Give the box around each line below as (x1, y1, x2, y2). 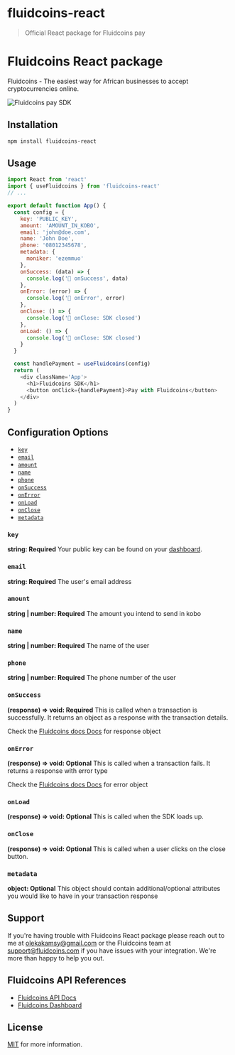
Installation (7, 119, 58, 131)
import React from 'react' (7, 176, 87, 183)
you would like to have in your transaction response (7, 892, 158, 900)
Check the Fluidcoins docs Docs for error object (7, 780, 148, 789)
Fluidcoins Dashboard (17, 1000, 82, 1010)
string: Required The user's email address (7, 577, 132, 585)
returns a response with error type (7, 767, 108, 775)
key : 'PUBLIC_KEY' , (20, 215, 78, 222)
